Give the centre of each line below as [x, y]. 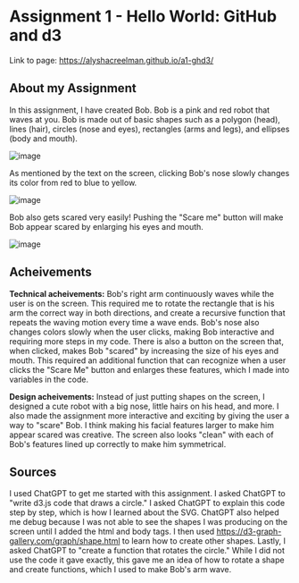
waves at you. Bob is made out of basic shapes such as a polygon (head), [145, 119]
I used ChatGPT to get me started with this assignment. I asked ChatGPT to [147, 494]
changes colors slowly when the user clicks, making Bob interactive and [142, 332]
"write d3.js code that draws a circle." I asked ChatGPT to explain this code [147, 503]
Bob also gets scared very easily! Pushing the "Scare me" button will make [146, 217]
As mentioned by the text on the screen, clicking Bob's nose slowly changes [149, 173]
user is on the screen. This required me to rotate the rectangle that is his [142, 303]
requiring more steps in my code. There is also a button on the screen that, [146, 341]
